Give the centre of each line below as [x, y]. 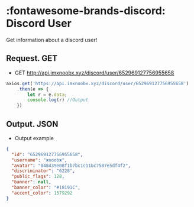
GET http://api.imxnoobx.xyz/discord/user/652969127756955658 [94, 73]
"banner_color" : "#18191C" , [46, 187]
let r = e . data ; [47, 95]
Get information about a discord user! [52, 40]
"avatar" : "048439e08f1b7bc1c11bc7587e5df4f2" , [71, 166]
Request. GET [32, 58]
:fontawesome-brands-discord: [86, 11]
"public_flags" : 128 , [38, 177]
